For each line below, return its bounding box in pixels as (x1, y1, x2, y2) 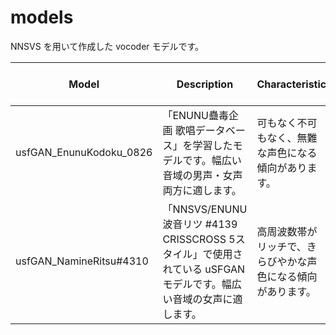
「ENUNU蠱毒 (162, 108, 229, 122)
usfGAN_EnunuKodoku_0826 (15, 145, 153, 159)
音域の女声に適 (172, 292, 243, 306)
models (10, 6, 74, 29)
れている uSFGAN (162, 262, 246, 276)
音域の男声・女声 (162, 168, 243, 182)
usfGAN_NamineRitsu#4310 (15, 254, 149, 268)
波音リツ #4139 (162, 217, 238, 231)
